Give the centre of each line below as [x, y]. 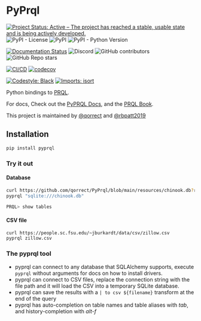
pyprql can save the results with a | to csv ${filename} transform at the [104, 292]
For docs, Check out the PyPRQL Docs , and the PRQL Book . [80, 104]
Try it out [20, 163]
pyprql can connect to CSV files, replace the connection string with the [102, 279]
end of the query [36, 298]
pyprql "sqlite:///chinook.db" [45, 196]
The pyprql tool [29, 253]
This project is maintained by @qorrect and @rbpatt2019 [76, 115]
